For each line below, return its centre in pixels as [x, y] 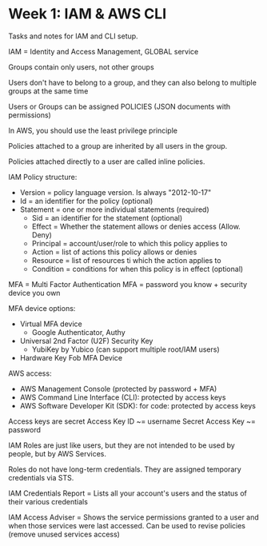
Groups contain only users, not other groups [81, 67]
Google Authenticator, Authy [78, 332]
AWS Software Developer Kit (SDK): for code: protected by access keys [137, 405]
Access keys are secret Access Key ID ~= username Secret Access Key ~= [132, 421]
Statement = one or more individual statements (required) [114, 209]
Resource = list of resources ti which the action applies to [126, 260]
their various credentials [48, 501]
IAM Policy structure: [43, 177]
